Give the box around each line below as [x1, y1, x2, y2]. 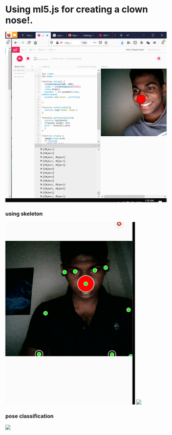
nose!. [5, 14, 33, 26]
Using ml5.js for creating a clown [5, 4, 148, 15]
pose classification [5, 412, 54, 420]
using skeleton [5, 210, 43, 217]
